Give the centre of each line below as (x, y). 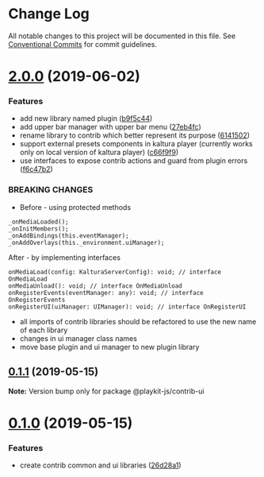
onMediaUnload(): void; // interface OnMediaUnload (95, 286)
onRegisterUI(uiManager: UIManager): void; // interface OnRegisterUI (127, 307)
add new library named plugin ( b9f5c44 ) (86, 118)
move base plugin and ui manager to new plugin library (109, 347)
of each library (44, 330)
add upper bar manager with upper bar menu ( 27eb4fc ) (111, 127)
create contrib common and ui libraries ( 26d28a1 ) (100, 465)
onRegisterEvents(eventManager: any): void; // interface (106, 293)
